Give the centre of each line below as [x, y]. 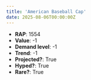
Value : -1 [26, 40]
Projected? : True [36, 59]
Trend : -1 [26, 53]
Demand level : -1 [36, 47]
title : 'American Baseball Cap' [46, 12]
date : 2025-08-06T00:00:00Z [41, 17]
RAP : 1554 [27, 34]
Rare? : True [29, 72]
